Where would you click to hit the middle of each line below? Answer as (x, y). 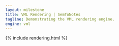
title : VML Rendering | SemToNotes (43, 14)
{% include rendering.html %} (36, 38)
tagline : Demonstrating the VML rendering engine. (60, 19)
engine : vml (18, 24)
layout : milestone (25, 10)
